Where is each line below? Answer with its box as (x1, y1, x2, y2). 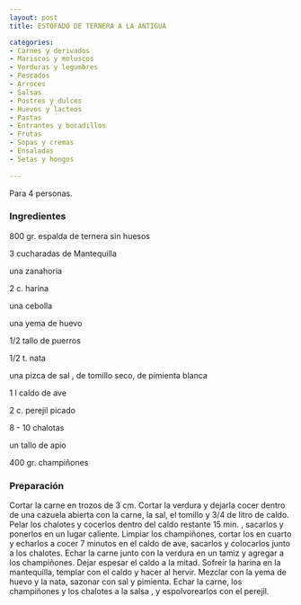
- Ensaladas (9, 147, 54, 156)
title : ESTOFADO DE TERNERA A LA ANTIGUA (9, 22, 167, 31)
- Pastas (9, 113, 42, 122)
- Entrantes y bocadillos (9, 121, 106, 130)
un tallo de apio (9, 440, 67, 450)
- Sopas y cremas (9, 138, 75, 147)
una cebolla (9, 300, 53, 311)
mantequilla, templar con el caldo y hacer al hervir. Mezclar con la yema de (9, 567, 288, 578)
